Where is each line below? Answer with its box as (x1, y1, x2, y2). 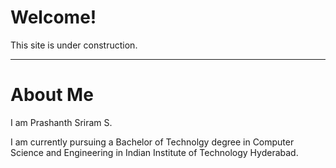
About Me (10, 84, 94, 106)
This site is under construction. (10, 39, 138, 51)
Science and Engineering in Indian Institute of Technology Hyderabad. (10, 146, 299, 158)
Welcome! (10, 6, 97, 29)
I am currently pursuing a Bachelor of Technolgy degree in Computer (10, 136, 295, 148)
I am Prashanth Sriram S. (10, 116, 113, 128)
